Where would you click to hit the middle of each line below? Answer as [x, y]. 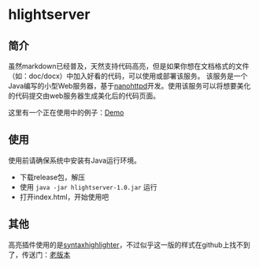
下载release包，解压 [52, 177]
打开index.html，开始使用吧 [64, 197]
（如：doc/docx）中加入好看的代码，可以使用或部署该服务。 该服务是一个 [128, 76]
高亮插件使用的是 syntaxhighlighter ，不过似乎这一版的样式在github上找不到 [129, 244]
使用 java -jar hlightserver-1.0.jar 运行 [88, 186]
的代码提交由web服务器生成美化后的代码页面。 [84, 96]
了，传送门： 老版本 [39, 254]
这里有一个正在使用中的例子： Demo [66, 113]
